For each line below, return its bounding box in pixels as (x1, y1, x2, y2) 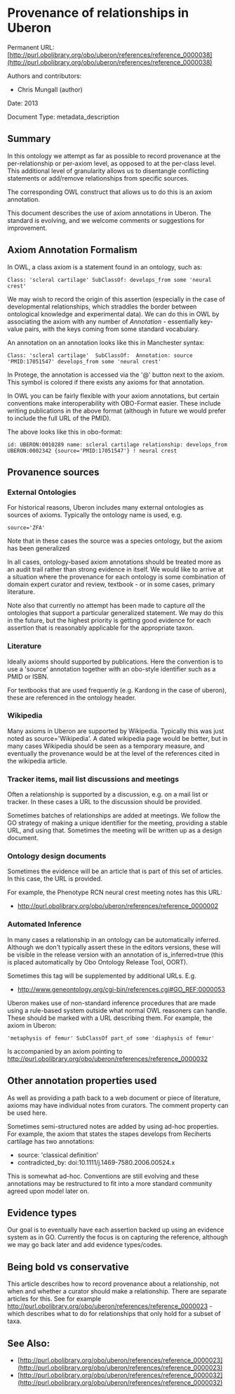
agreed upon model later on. (7, 1187, 90, 1195)
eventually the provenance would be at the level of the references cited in (7, 749, 220, 757)
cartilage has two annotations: (7, 1137, 95, 1145)
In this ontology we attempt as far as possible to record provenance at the (7, 151, 221, 160)
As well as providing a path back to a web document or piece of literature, (7, 1093, 221, 1102)
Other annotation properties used (7, 1075, 157, 1087)
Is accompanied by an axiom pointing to (7, 1047, 123, 1055)
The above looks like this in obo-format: (7, 427, 123, 436)
